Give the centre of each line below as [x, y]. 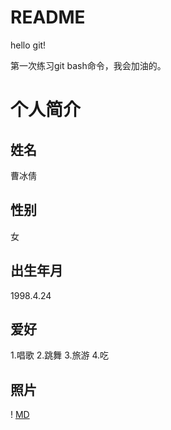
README [48, 17]
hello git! [28, 45]
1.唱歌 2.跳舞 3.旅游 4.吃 [60, 355]
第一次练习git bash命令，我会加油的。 [88, 65]
